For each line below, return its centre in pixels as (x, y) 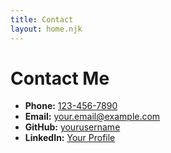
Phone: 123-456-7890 (71, 106)
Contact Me (60, 78)
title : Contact (42, 19)
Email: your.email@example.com (92, 117)
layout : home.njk (46, 29)
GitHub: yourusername (72, 127)
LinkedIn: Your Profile (70, 138)
